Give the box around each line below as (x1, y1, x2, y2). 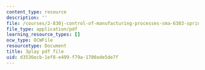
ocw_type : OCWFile (6, 37, 53, 43)
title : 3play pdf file (6, 49, 64, 55)
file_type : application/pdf (6, 26, 78, 32)
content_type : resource (6, 9, 67, 15)
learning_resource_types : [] (6, 32, 81, 38)
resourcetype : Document (6, 43, 67, 49)
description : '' (6, 15, 48, 21)
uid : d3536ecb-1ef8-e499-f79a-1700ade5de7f (6, 54, 119, 60)
